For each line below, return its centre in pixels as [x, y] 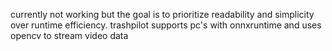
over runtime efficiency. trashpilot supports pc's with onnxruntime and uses [166, 25]
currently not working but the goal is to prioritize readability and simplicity [162, 14]
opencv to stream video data [69, 35]
